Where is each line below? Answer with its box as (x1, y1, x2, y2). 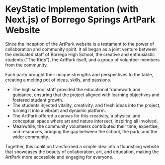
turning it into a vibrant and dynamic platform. (12, 108, 106, 113)
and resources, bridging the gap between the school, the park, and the (12, 128, 158, 134)
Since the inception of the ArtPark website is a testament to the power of (5, 41, 154, 47)
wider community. (12, 134, 50, 140)
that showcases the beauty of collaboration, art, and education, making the (5, 149, 159, 155)
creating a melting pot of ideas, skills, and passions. (5, 77, 112, 83)
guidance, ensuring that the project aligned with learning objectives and (12, 92, 160, 98)
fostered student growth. (12, 97, 64, 103)
